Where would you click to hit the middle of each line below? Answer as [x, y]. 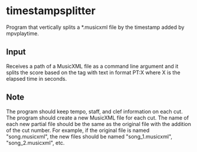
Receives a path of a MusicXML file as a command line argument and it [92, 66]
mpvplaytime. [23, 33]
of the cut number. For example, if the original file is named [78, 130]
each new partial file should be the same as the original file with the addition [99, 124]
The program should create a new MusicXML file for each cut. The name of [98, 118]
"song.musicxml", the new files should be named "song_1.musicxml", [89, 136]
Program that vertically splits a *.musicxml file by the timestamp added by [95, 27]
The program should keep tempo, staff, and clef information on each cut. [94, 111]
